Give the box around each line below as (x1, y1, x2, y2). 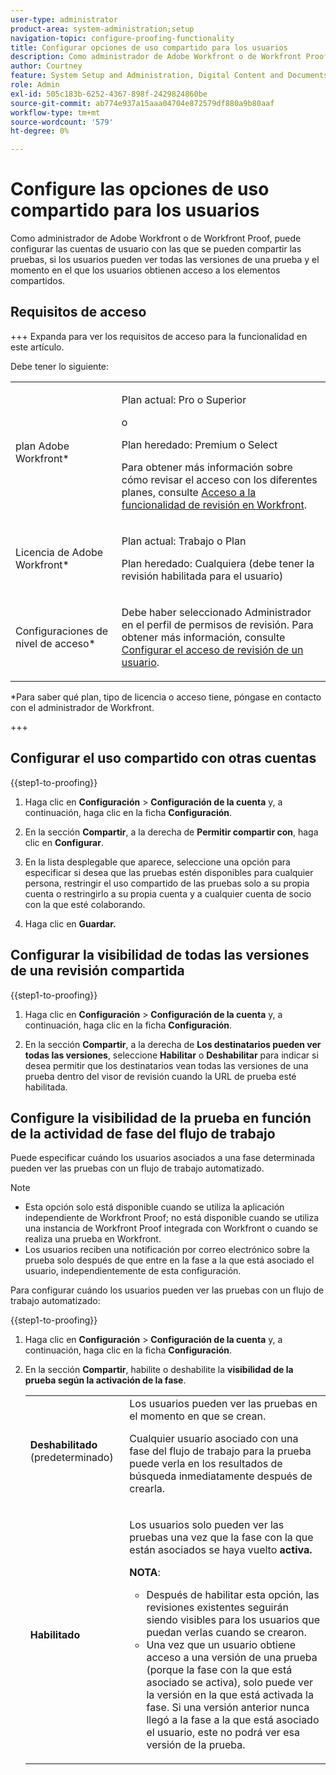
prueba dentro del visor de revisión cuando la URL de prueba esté (24, 1070, 297, 1082)
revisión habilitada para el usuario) (121, 569, 284, 583)
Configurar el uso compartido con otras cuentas (10, 750, 317, 767)
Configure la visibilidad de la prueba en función (10, 1109, 312, 1126)
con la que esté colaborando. (24, 898, 146, 910)
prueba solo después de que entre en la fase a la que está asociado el (24, 1254, 315, 1266)
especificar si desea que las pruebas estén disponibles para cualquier (24, 866, 314, 878)
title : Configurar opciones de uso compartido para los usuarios (10, 42, 288, 53)
